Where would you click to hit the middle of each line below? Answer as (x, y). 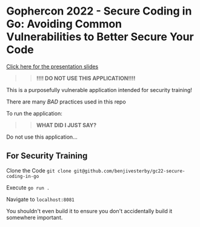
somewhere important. (35, 217)
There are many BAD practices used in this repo (66, 102)
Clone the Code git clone (39, 170)
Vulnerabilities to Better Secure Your (100, 37)
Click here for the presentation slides (52, 66)
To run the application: (34, 113)
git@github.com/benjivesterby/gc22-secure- (129, 171)
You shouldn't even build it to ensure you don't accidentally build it (89, 211)
